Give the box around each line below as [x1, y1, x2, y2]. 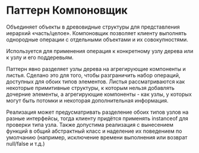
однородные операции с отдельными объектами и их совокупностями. [6, 36, 188, 43]
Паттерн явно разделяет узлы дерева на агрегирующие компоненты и [6, 65, 186, 72]
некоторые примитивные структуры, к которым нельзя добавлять [6, 84, 175, 91]
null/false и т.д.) [6, 140, 45, 147]
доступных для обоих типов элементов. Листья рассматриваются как [6, 78, 185, 85]
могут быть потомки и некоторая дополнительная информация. [6, 96, 169, 104]
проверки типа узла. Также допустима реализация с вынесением [6, 121, 174, 128]
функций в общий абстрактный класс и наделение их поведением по [6, 127, 182, 135]
